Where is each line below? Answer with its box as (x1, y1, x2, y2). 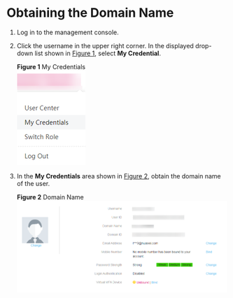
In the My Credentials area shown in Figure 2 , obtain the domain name (16, 171, 221, 180)
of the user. (16, 179, 50, 187)
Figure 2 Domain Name (16, 192, 85, 201)
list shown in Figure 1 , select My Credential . (34, 49, 162, 57)
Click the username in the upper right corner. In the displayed (16, 41, 194, 50)
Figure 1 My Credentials (16, 62, 85, 71)
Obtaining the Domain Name (6, 5, 174, 21)
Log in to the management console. (16, 28, 120, 36)
